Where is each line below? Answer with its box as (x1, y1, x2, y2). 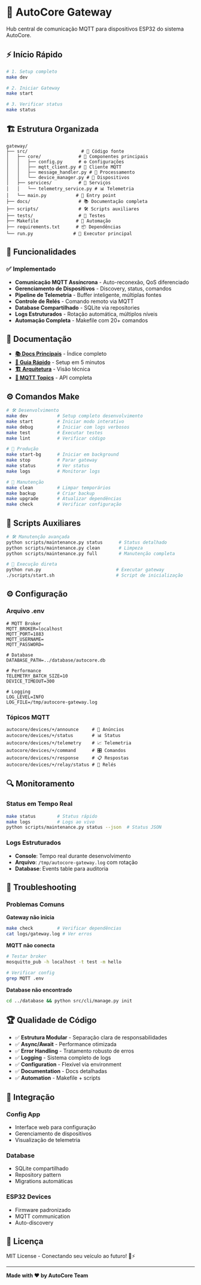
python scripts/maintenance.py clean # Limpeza (6, 545, 144, 551)
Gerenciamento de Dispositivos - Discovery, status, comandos (14, 284, 172, 292)
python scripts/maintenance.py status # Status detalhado (6, 539, 167, 545)
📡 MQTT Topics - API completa (14, 374, 93, 381)
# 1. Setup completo (6, 68, 58, 74)
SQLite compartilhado (14, 1165, 69, 1172)
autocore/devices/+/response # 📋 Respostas (6, 755, 129, 761)
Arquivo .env (6, 607, 45, 616)
